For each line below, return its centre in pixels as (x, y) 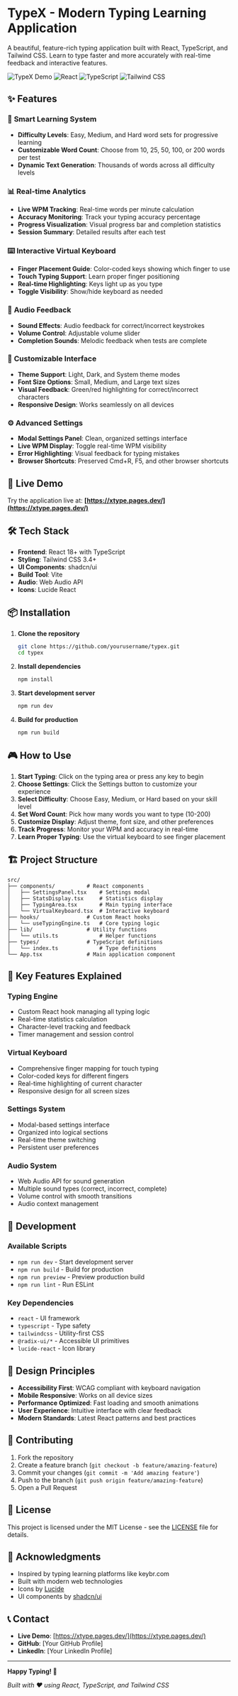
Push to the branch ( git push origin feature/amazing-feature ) (110, 1480)
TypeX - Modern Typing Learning (107, 13)
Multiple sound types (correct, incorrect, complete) (92, 1189)
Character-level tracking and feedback (74, 1027)
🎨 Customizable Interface (52, 359)
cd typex (30, 653)
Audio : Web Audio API (50, 582)
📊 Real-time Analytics (47, 191)
